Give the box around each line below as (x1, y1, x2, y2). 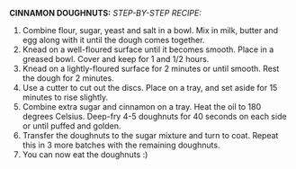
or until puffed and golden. (22, 120, 121, 131)
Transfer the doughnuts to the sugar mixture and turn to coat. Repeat (22, 130, 279, 140)
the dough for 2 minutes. (22, 73, 114, 84)
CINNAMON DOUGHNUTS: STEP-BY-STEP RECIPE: (9, 8, 202, 18)
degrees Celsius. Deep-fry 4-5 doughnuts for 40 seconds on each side (22, 111, 287, 121)
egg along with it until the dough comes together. (22, 35, 205, 45)
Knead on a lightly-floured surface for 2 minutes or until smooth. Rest (22, 63, 280, 74)
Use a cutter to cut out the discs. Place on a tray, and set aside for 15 (22, 83, 278, 93)
